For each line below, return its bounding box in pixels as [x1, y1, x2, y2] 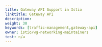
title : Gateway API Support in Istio [5, 7, 82, 12]
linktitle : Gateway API [5, 12, 54, 17]
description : [5, 16, 32, 21]
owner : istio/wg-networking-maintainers [5, 30, 89, 35]
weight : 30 [5, 21, 27, 26]
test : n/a [5, 35, 25, 40]
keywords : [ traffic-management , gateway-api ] [5, 25, 98, 30]
